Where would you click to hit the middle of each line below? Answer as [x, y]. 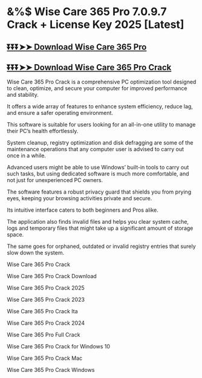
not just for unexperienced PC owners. [55, 180]
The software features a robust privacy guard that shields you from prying [99, 192]
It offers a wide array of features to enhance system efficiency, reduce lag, [100, 106]
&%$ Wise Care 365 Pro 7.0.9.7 [87, 12]
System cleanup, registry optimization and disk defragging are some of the [100, 143]
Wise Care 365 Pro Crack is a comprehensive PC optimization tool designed [102, 82]
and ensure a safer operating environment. [60, 113]
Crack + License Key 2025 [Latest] [96, 24]
